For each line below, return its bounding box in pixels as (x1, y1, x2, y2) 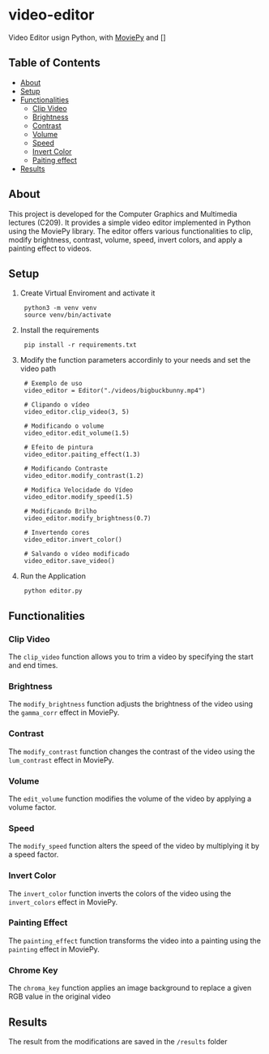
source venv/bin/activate (23, 311, 112, 320)
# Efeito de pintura (23, 444, 93, 452)
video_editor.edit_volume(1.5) (23, 429, 130, 437)
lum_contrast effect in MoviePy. (8, 755, 115, 764)
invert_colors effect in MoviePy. (8, 897, 118, 906)
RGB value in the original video (8, 992, 111, 1001)
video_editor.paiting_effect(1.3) (23, 450, 141, 459)
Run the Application (19, 571, 87, 581)
